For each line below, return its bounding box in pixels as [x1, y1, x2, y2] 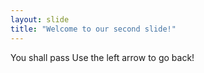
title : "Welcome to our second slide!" [10, 24, 177, 34]
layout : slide [10, 14, 70, 25]
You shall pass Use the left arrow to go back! [10, 51, 195, 63]
